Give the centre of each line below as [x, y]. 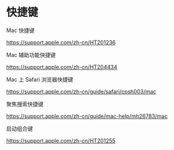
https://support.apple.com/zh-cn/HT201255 [61, 140]
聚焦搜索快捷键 [25, 104]
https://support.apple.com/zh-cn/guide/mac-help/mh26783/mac [87, 116]
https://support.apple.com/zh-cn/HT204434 [62, 67]
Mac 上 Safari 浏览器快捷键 [40, 79]
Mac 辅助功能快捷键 [31, 54]
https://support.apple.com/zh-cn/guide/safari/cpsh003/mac [81, 91]
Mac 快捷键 [21, 30]
